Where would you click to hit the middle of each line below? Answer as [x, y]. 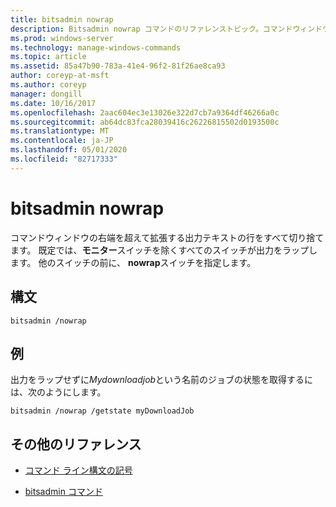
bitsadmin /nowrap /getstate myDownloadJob [102, 411]
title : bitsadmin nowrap [62, 19]
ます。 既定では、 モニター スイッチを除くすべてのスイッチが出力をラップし [164, 250]
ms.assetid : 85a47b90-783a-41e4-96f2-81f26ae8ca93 [118, 66]
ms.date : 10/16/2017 [53, 103]
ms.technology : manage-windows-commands [96, 47]
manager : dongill [46, 94]
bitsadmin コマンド [63, 492]
